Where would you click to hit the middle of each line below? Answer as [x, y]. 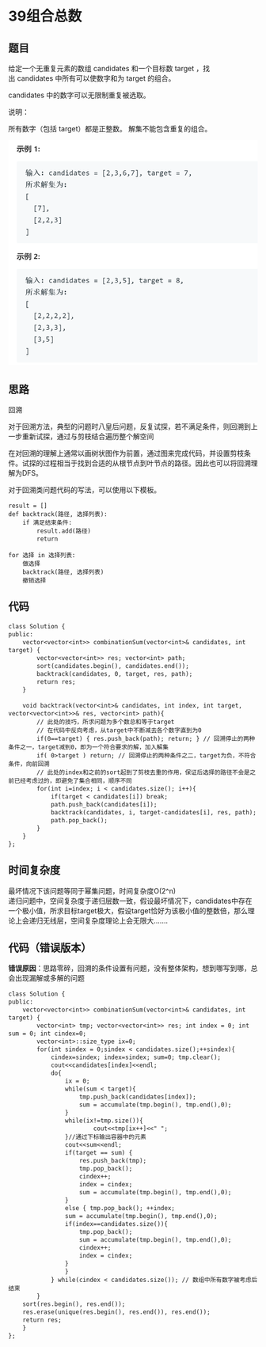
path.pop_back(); [79, 820]
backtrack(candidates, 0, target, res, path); [115, 673]
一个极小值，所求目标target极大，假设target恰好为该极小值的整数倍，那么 [128, 910]
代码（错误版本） [50, 948]
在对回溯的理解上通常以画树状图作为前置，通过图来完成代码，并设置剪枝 [126, 453]
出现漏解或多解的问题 [49, 978]
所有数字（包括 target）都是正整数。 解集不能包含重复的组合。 [110, 129]
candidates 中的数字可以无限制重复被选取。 [79, 95]
